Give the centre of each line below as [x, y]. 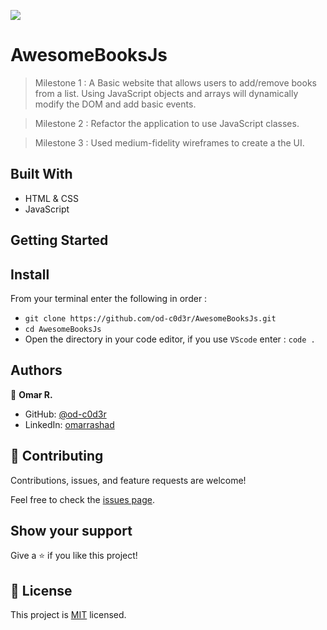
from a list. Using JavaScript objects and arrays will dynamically [166, 93]
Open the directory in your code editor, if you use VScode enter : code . [170, 339]
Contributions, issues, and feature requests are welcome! [128, 480]
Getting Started [59, 240]
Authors [36, 370]
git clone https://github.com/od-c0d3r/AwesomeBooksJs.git [150, 318]
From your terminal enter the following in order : [109, 298]
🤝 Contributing [57, 456]
